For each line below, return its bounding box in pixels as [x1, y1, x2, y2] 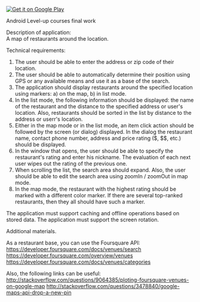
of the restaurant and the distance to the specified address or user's [14, 103, 183, 110]
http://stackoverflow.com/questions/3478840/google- [46, 283, 180, 289]
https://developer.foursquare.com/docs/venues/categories [6, 258, 151, 266]
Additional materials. [6, 228, 57, 234]
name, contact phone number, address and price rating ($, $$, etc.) [14, 135, 181, 142]
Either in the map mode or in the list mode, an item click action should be [14, 122, 194, 129]
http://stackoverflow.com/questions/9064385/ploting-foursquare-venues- [6, 276, 189, 283]
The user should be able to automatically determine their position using [14, 71, 190, 78]
